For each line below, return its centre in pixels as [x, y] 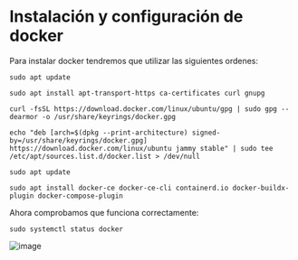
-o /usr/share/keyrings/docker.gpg [109, 116]
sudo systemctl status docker [67, 229]
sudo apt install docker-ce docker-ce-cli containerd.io [119, 188]
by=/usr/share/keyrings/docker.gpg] [78, 140]
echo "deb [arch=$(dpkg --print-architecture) [99, 133]
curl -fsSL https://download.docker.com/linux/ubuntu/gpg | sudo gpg [144, 109]
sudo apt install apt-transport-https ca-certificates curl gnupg [137, 93]
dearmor [24, 116]
